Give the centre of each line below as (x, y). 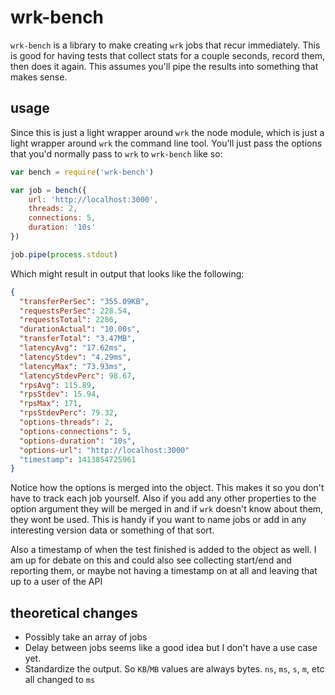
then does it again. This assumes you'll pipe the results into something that (164, 66)
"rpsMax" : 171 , (51, 404)
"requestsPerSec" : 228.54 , (75, 311)
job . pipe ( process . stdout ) (64, 254)
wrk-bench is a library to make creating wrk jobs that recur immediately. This (165, 45)
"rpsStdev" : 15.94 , (60, 394)
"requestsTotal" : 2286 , (68, 320)
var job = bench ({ (48, 190)
